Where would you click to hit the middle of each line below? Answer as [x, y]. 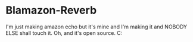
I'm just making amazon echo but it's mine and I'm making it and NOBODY [96, 27]
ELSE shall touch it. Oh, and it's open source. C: [64, 33]
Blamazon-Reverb [51, 10]
